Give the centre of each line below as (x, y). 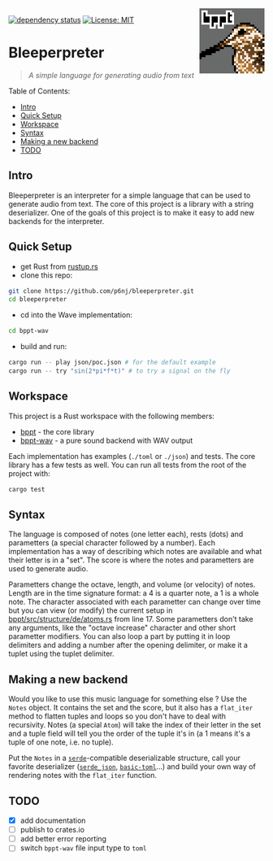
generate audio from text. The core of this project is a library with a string (131, 203)
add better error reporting (63, 839)
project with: (29, 473)
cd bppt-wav (28, 331)
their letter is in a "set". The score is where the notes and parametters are (131, 560)
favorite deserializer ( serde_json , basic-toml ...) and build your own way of (132, 767)
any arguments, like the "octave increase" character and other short (122, 628)
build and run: (43, 347)
